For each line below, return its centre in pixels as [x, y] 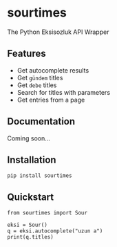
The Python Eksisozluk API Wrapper [58, 32]
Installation [32, 159]
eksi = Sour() [28, 225]
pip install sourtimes [40, 176]
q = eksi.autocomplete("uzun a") [55, 231]
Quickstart [31, 197]
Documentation [41, 121]
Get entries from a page [51, 100]
